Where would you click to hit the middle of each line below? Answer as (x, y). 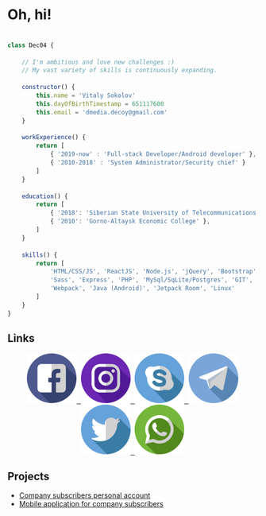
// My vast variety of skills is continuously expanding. (120, 70)
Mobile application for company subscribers (91, 504)
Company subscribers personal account (85, 495)
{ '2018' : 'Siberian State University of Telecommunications (153, 213)
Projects (29, 476)
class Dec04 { (31, 45)
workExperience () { (54, 138)
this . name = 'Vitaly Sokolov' (86, 96)
